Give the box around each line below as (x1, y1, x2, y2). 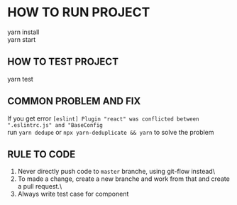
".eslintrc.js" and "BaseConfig (7, 121, 103, 128)
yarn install (7, 28, 40, 36)
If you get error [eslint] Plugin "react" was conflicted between (7, 114, 199, 123)
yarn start (7, 35, 36, 43)
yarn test (7, 74, 33, 83)
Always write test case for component (17, 189, 129, 199)
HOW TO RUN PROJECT (7, 4, 150, 21)
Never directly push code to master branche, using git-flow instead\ (17, 167, 215, 176)
